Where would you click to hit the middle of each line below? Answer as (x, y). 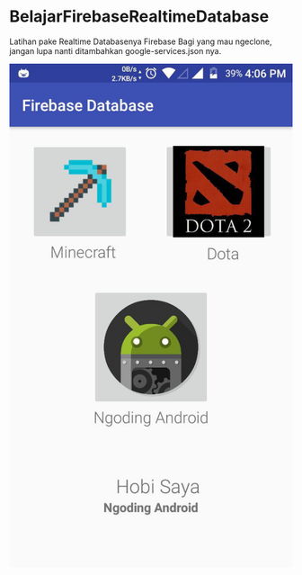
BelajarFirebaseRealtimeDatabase (139, 17)
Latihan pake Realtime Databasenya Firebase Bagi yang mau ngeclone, (141, 41)
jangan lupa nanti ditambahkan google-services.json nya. (115, 50)
